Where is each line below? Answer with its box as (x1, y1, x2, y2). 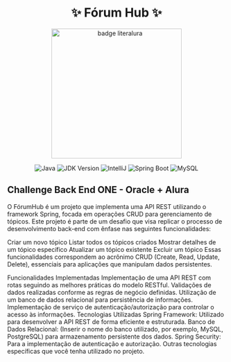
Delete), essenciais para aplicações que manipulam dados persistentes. (7, 260, 213, 268)
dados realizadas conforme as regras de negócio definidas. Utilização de (7, 288, 216, 296)
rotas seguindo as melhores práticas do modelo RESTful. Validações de (7, 280, 212, 289)
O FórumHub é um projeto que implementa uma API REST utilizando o (7, 202, 207, 210)
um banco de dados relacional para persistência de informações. (7, 296, 193, 304)
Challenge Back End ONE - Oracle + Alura (7, 184, 189, 196)
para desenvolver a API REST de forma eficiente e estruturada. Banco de (7, 317, 215, 326)
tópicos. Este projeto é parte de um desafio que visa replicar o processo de (7, 217, 223, 226)
